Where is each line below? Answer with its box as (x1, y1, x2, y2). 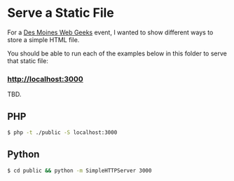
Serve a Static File (7, 5, 114, 21)
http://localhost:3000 (7, 74, 84, 83)
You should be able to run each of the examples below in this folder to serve (7, 49, 228, 58)
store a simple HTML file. (7, 35, 80, 43)
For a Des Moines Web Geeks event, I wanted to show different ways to (7, 28, 214, 36)
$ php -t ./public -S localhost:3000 (7, 129, 118, 136)
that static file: (7, 56, 49, 65)
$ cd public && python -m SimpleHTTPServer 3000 (7, 167, 152, 174)
